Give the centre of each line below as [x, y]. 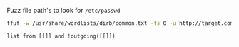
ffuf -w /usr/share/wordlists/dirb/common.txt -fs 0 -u [91, 23]
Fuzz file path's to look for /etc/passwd [63, 10]
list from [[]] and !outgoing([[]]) [61, 36]
